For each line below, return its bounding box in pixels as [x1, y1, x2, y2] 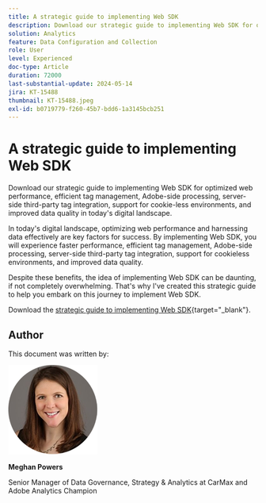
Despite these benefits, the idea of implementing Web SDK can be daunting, [8, 273, 256, 282]
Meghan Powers [8, 463, 63, 471]
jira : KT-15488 [8, 88, 59, 96]
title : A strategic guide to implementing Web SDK [8, 13, 179, 21]
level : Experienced [8, 55, 73, 63]
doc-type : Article [8, 63, 69, 71]
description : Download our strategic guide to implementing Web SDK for [8, 21, 253, 29]
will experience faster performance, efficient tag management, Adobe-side [8, 240, 253, 250]
